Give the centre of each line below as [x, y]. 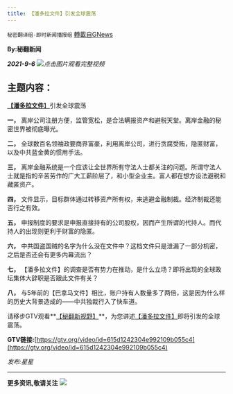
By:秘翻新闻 [24, 49]
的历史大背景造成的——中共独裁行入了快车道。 [74, 302]
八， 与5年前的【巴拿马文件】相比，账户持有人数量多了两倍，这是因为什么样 [116, 293]
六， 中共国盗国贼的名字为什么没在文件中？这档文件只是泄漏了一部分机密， [114, 246]
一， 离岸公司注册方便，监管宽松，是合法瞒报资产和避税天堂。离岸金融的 [111, 120]
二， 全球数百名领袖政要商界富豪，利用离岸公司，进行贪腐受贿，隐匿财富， [114, 144]
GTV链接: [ [22, 340]
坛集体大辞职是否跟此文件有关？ [53, 278]
